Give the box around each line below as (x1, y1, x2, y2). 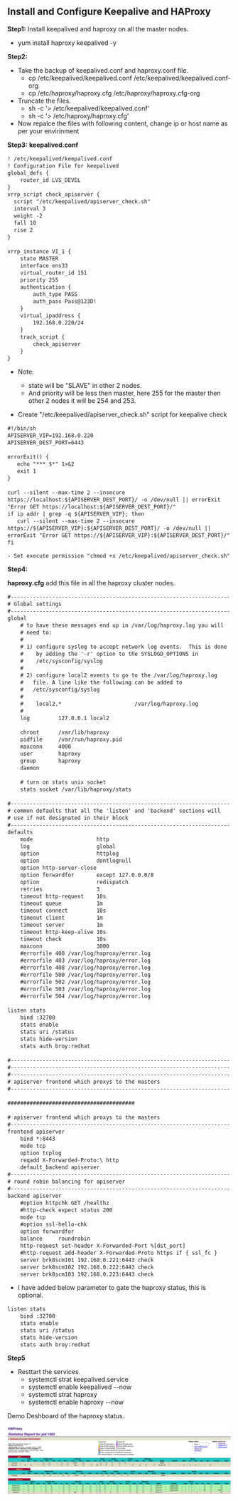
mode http (20, 836, 110, 843)
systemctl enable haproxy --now (28, 1398, 124, 1406)
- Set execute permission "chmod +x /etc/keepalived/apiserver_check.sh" (7, 552, 231, 559)
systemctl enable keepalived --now (28, 1383, 132, 1391)
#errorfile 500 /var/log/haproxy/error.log (20, 971, 151, 978)
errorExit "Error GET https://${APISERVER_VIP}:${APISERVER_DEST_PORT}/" (7, 531, 231, 539)
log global (20, 843, 116, 850)
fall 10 (13, 219, 37, 227)
